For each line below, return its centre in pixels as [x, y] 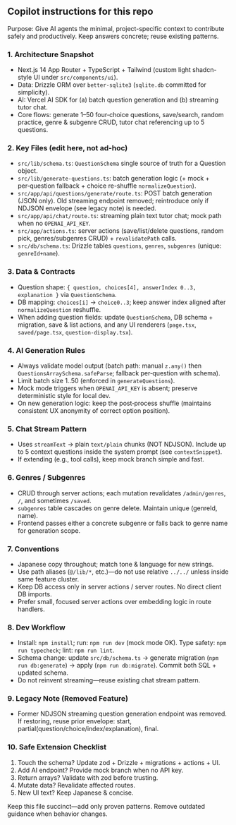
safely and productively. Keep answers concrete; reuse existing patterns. [113, 36]
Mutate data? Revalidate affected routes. [76, 785]
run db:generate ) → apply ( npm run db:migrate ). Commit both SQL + [117, 666]
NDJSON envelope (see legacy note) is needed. [87, 208]
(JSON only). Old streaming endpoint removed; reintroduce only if [113, 201]
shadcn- [205, 70]
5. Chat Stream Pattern [47, 428]
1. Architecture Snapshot [50, 54]
